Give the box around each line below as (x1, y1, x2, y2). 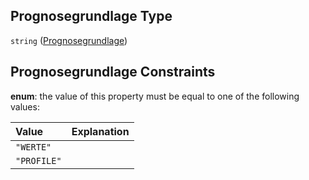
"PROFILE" (15, 155, 62, 166)
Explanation (71, 124, 130, 138)
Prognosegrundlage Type (10, 8, 173, 25)
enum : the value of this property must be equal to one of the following (10, 90, 300, 102)
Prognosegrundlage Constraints (10, 64, 216, 81)
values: (10, 100, 40, 113)
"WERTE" (15, 141, 52, 153)
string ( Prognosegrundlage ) (10, 34, 128, 46)
